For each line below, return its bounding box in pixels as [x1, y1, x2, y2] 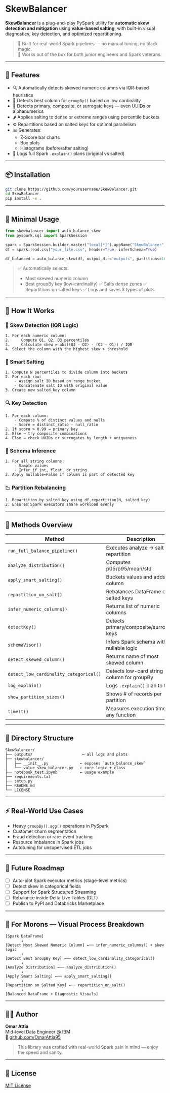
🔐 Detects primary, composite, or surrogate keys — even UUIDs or [12, 103, 151, 109]
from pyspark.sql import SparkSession [5, 233, 87, 238]
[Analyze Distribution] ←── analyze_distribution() [5, 964, 116, 970]
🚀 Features [5, 71, 40, 79]
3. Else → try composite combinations [5, 431, 87, 436]
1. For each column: [5, 413, 49, 418]
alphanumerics [12, 108, 44, 114]
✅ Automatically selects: [17, 265, 69, 271]
